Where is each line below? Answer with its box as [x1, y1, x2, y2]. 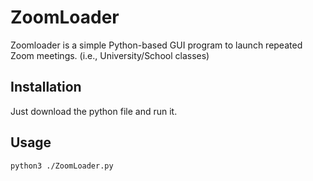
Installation [10, 79, 82, 96]
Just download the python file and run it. [10, 105, 178, 117]
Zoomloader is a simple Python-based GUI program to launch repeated [10, 39, 303, 51]
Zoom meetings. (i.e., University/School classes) [10, 49, 210, 61]
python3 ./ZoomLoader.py [10, 161, 114, 171]
